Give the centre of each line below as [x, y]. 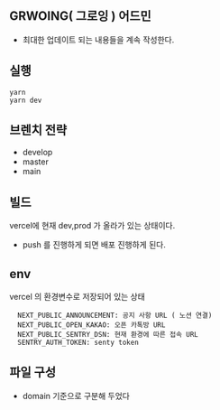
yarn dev [26, 100]
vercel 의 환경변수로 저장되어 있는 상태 [78, 297]
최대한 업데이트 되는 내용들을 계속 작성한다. [98, 40]
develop [37, 153]
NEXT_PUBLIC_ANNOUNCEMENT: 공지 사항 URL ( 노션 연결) [115, 316]
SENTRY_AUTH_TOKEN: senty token [78, 343]
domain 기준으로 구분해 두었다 [76, 396]
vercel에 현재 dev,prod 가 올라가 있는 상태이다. [92, 226]
